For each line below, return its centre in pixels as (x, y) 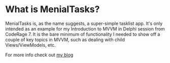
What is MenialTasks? (53, 9)
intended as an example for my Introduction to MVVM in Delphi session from (85, 28)
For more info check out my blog (39, 55)
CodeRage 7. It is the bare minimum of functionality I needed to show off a (83, 34)
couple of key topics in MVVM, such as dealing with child (65, 40)
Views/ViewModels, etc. (30, 45)
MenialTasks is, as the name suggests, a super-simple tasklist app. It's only (84, 23)
